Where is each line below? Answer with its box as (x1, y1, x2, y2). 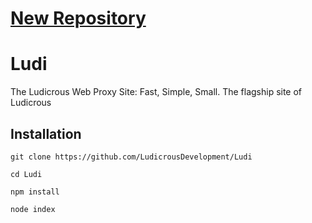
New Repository (10, 7, 147, 30)
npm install (10, 187, 60, 197)
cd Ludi (10, 169, 43, 179)
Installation (10, 125, 82, 142)
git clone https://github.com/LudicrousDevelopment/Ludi (10, 152, 253, 162)
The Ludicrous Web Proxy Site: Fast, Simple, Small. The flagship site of (10, 86, 303, 98)
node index (10, 204, 56, 214)
